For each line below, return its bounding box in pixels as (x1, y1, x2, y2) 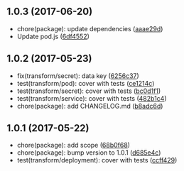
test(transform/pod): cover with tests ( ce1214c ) (16, 79, 155, 87)
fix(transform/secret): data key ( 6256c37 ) (16, 71, 139, 80)
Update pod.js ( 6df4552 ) (16, 32, 90, 40)
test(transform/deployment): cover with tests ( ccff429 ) (16, 156, 178, 165)
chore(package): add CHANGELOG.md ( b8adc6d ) (16, 101, 163, 110)
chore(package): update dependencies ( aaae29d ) (16, 24, 163, 33)
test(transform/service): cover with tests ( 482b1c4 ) (16, 94, 167, 102)
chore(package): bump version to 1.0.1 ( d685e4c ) (16, 148, 161, 157)
